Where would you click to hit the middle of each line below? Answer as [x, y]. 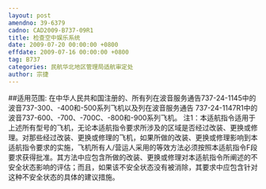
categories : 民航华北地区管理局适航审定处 [71, 67]
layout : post [30, 15]
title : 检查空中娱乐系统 [44, 38]
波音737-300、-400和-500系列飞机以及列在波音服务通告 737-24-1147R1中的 [133, 108]
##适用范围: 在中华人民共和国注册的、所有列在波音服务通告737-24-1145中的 [132, 98]
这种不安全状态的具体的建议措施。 [64, 177]
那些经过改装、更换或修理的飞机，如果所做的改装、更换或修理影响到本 [143, 137]
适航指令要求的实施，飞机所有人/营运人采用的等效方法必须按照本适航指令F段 [133, 147]
